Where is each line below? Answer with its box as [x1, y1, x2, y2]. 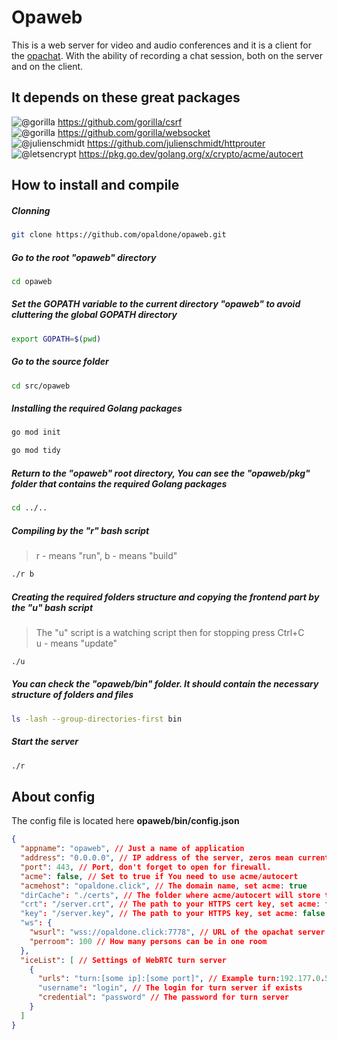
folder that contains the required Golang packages [11, 477, 228, 490]
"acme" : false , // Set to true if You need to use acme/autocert [20, 871, 299, 881]
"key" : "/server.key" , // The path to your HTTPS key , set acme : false [20, 909, 326, 919]
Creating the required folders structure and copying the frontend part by [11, 591, 320, 603]
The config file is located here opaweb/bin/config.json [11, 815, 240, 827]
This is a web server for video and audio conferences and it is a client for [11, 39, 312, 51]
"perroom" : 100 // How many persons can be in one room [29, 936, 268, 946]
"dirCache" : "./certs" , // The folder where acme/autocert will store [20, 890, 321, 900]
